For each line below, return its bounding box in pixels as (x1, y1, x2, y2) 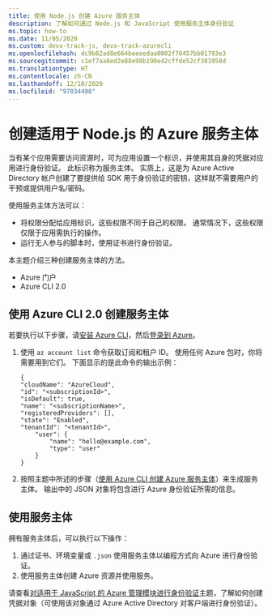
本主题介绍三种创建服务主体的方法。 (8, 255, 130, 265)
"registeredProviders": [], (19, 409, 115, 417)
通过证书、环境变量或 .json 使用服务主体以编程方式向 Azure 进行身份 (19, 550, 251, 560)
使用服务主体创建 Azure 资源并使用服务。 (19, 571, 158, 580)
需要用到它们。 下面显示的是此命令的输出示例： (19, 357, 179, 367)
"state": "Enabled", (19, 417, 90, 425)
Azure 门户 (19, 272, 57, 282)
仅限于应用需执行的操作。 (19, 228, 106, 237)
